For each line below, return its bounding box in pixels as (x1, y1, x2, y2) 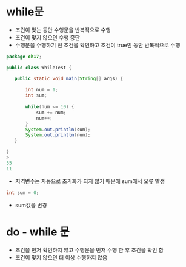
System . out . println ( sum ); (25, 127, 91, 133)
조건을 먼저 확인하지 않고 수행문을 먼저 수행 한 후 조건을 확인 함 (15, 246, 164, 254)
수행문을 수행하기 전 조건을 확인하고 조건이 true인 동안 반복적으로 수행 (15, 41, 181, 49)
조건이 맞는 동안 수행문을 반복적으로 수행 (15, 26, 111, 33)
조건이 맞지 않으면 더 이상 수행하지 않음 (15, 254, 108, 261)
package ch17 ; (6, 54, 42, 60)
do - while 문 (6, 225, 70, 238)
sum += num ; (36, 109, 67, 116)
